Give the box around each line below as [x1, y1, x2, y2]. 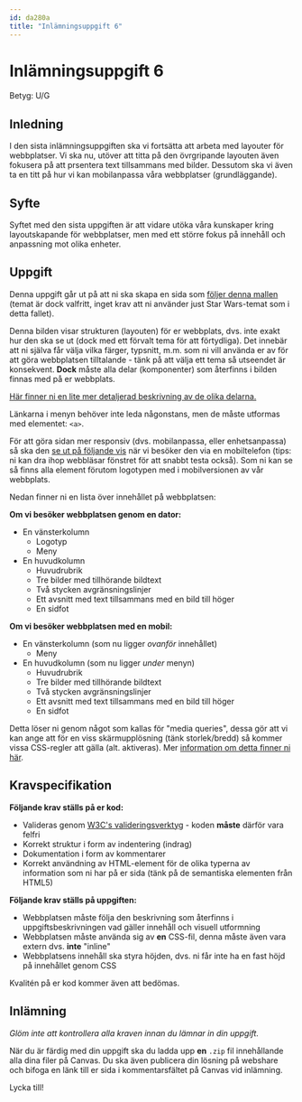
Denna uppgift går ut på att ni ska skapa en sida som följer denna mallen [9, 288, 279, 299]
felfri [22, 828, 41, 840]
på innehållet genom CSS [22, 959, 117, 971]
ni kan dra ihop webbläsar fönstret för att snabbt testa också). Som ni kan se [9, 454, 293, 465]
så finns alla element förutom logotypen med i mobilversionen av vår [9, 464, 264, 475]
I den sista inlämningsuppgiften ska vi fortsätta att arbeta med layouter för [9, 141, 284, 152]
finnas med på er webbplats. [9, 373, 115, 384]
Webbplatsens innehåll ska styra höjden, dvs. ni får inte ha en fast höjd [22, 950, 286, 961]
